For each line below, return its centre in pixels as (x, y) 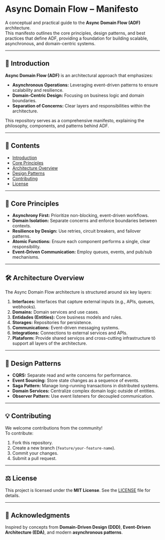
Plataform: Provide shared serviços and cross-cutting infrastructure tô (84, 338)
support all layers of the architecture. (50, 343)
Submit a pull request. (34, 458)
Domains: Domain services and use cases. (55, 312)
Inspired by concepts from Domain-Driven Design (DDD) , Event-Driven (78, 527)
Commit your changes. (35, 453)
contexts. (22, 226)
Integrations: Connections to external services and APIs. (70, 333)
